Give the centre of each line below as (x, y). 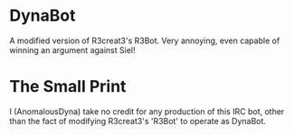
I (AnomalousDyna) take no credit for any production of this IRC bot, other (147, 111)
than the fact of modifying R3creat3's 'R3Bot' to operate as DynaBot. (138, 121)
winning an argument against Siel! (72, 49)
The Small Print (68, 87)
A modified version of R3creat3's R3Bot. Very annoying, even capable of (145, 40)
